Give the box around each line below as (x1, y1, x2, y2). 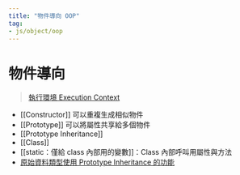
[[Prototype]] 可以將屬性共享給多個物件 (19, 120, 151, 130)
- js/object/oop (8, 27, 63, 35)
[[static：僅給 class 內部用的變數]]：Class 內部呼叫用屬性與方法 (19, 147, 233, 157)
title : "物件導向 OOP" (8, 11, 80, 20)
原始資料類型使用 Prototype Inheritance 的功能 (19, 157, 175, 167)
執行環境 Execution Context (27, 92, 120, 102)
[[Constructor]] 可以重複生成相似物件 (19, 110, 144, 120)
